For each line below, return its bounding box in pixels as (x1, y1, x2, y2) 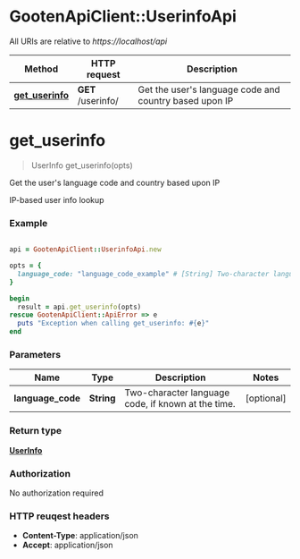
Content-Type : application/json (21, 530, 138, 541)
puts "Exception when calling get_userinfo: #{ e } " (17, 319, 210, 328)
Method (24, 63, 59, 75)
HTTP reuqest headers (9, 510, 110, 522)
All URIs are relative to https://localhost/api (9, 36, 168, 47)
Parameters (9, 348, 61, 360)
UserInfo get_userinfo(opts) (30, 159, 134, 171)
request (86, 68, 121, 80)
